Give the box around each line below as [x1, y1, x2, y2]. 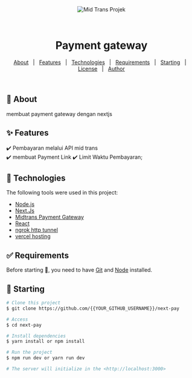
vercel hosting [14, 232, 51, 240]
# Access [6, 316, 28, 322]
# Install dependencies [6, 333, 66, 339]
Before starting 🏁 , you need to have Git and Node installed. [6, 266, 153, 274]
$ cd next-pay [6, 322, 42, 328]
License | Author [77, 65, 126, 72]
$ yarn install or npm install [6, 338, 85, 345]
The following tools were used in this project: [6, 189, 118, 196]
